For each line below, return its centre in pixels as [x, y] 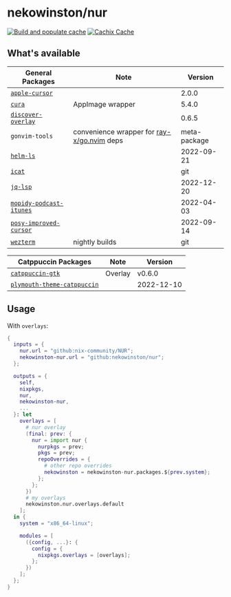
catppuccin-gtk [35, 273]
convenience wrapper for [114, 132]
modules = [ [36, 536]
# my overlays [46, 498]
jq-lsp [21, 187]
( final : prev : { [48, 434]
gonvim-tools [32, 136]
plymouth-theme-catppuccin [55, 284]
